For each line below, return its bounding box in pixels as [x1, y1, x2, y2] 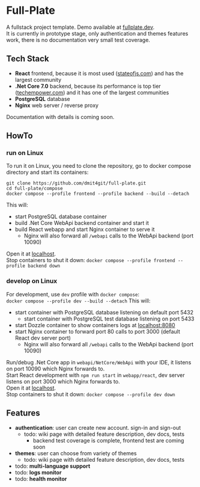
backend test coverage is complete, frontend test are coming [32, 436, 184, 444]
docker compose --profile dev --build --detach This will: [6, 297, 151, 304]
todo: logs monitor [14, 468, 62, 476]
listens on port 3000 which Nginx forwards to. [6, 378, 120, 385]
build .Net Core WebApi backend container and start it [14, 219, 149, 227]
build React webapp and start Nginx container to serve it [14, 226, 155, 233]
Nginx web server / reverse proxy [14, 102, 99, 109]
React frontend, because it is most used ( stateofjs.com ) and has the [14, 70, 184, 77]
